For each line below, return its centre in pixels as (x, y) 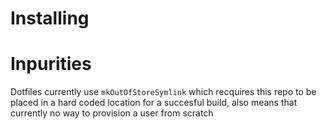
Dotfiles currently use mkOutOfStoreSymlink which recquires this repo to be (163, 92)
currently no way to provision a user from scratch (112, 113)
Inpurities (51, 64)
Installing (50, 18)
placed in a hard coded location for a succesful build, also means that (154, 103)
